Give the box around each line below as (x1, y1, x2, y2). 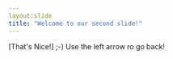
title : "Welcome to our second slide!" (8, 19, 143, 27)
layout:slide (8, 11, 53, 20)
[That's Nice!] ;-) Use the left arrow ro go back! (8, 41, 166, 51)
